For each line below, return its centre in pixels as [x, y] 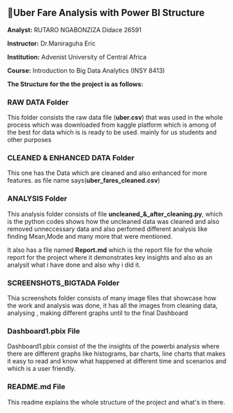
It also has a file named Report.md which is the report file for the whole [110, 250]
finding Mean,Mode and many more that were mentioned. [90, 236]
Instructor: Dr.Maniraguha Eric [52, 43]
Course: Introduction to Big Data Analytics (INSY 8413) [86, 70]
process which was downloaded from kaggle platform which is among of [112, 125]
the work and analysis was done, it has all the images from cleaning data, [113, 306]
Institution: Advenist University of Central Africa [77, 57]
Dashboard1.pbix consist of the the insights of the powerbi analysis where [113, 346]
